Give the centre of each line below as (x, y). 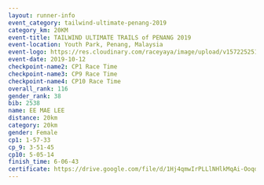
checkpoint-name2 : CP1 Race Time (63, 67)
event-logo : (27, 52)
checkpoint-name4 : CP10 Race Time (65, 81)
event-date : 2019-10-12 (47, 60)
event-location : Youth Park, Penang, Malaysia (86, 45)
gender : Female (33, 132)
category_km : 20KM (38, 30)
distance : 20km (33, 118)
